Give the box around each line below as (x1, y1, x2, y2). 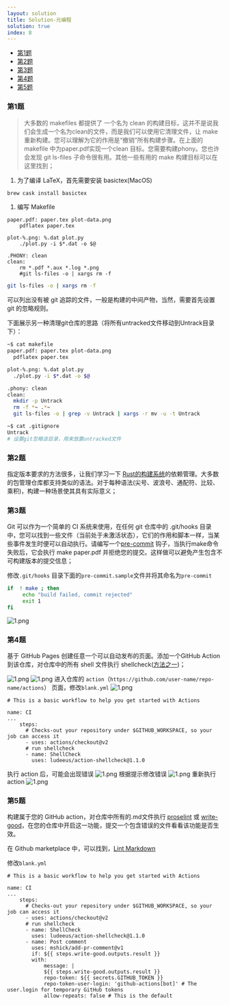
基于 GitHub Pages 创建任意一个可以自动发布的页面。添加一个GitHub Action (7, 652, 221, 660)
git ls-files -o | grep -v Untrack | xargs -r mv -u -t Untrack (13, 410, 200, 418)
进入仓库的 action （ (54, 675, 111, 683)
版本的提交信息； (25, 557, 73, 565)
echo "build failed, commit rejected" (22, 592, 133, 599)
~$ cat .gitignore (7, 423, 59, 430)
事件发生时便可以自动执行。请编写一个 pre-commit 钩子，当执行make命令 (12, 540, 219, 548)
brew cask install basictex (7, 190, 87, 197)
